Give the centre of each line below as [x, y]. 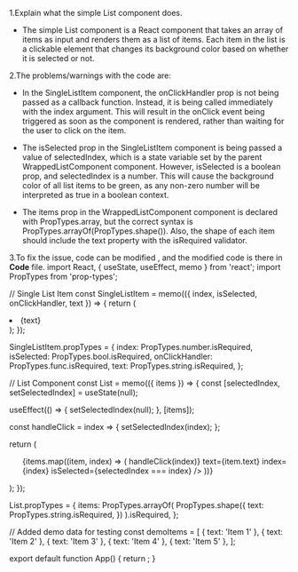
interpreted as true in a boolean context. [95, 195]
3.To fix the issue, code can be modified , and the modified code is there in [146, 258]
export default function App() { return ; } [82, 558]
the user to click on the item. [74, 131]
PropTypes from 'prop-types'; [63, 276]
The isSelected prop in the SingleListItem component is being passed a [152, 147]
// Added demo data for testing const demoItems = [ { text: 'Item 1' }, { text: [146, 532]
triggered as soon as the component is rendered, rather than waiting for [153, 121]
